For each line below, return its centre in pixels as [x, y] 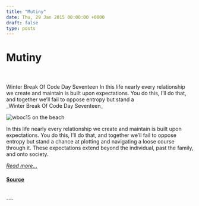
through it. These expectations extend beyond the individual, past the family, [100, 148]
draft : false [22, 23]
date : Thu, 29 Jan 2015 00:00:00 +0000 [56, 17]
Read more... [22, 166]
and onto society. [27, 154]
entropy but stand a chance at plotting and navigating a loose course [90, 142]
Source [15, 179]
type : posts [21, 28]
